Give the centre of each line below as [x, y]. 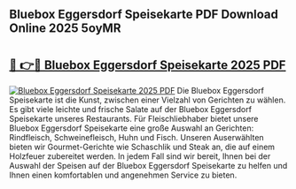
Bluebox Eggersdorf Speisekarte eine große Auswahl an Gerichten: [132, 128]
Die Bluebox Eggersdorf [220, 91]
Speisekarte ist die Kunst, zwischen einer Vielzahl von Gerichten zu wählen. [148, 100]
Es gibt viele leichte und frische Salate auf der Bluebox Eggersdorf [131, 109]
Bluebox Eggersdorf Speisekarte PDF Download [144, 15]
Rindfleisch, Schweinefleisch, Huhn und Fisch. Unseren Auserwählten [136, 137]
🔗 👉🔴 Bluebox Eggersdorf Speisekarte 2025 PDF [148, 65]
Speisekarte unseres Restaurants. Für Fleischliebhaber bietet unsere [134, 119]
